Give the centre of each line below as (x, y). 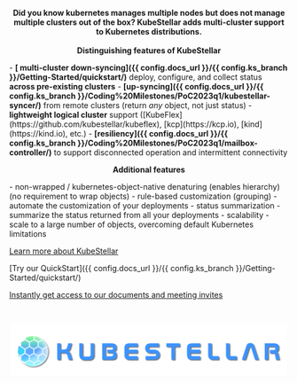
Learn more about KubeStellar (64, 251)
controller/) (31, 152)
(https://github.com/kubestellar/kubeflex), (86, 124)
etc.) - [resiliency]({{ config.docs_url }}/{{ (149, 133)
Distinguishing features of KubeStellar (149, 51)
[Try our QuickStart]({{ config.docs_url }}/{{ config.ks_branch (121, 268)
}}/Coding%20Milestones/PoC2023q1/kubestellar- (174, 96)
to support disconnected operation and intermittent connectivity (171, 152)
